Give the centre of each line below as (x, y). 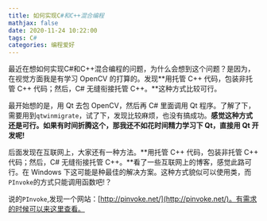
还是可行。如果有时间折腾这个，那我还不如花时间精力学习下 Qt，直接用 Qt (129, 126)
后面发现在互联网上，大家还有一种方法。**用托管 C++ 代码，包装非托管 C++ (133, 153)
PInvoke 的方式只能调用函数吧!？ (60, 182)
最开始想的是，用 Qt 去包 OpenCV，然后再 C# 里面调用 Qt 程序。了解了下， (132, 106)
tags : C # (23, 38)
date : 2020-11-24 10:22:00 (53, 30)
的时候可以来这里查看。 (46, 209)
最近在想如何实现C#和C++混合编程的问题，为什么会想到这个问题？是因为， (132, 69)
